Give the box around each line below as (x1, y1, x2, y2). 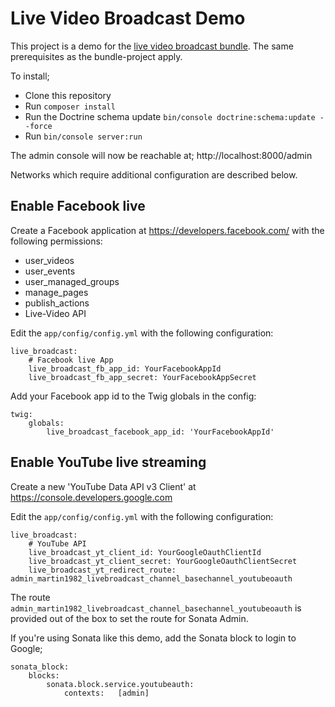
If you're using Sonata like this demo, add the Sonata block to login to (10, 632, 297, 644)
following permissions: (10, 235, 103, 247)
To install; (10, 70, 50, 82)
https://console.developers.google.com (10, 491, 173, 503)
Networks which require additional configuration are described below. (10, 168, 298, 181)
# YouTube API (28, 538, 87, 549)
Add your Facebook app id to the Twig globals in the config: (10, 390, 257, 402)
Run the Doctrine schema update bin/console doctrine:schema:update (24, 110, 316, 122)
